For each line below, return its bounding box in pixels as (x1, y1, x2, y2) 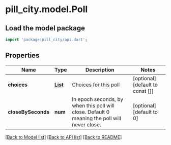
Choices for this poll (72, 81, 120, 88)
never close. (72, 121, 101, 128)
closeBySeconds (8, 108, 50, 115)
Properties (5, 51, 40, 60)
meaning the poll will (72, 115, 121, 122)
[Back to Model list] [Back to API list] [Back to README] (5, 134, 122, 140)
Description (85, 66, 115, 73)
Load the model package (5, 24, 85, 32)
